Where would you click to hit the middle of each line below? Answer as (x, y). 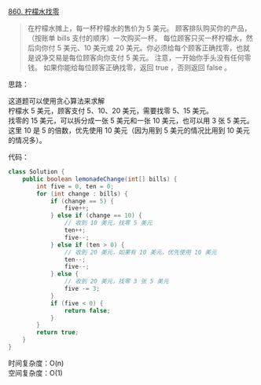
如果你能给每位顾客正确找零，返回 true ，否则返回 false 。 (137, 68)
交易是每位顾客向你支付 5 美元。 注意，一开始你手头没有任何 (146, 58)
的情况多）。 (27, 140)
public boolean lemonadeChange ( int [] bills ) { (100, 179)
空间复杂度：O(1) (35, 372)
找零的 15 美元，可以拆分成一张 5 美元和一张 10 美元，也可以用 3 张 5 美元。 (131, 121)
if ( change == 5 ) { (82, 201)
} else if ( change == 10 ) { (96, 216)
